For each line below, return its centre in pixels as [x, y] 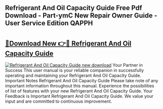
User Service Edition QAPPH [49, 23]
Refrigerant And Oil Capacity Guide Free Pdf [74, 8]
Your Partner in [128, 65]
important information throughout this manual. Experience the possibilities [80, 86]
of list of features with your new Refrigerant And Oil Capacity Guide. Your [79, 91]
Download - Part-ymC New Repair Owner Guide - [81, 16]
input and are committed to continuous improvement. [59, 101]
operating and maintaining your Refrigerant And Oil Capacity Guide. [73, 75]
